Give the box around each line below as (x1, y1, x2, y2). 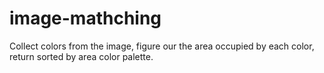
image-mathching (9, 7, 162, 30)
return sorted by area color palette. (9, 50, 154, 62)
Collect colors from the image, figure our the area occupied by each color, (9, 40, 315, 52)
